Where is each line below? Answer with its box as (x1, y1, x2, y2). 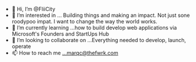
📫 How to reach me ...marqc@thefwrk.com (11, 50, 118, 56)
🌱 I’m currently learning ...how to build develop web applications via (11, 24, 177, 31)
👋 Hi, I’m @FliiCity (11, 6, 56, 12)
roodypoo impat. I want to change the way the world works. (11, 18, 158, 25)
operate (11, 43, 31, 50)
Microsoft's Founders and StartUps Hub (11, 30, 110, 37)
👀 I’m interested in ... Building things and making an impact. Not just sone (11, 12, 190, 19)
